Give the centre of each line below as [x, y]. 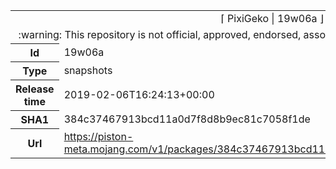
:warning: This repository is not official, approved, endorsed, [160, 34]
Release [35, 89]
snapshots [88, 70]
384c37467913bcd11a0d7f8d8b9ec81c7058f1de [187, 119]
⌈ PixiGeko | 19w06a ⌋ [272, 18]
